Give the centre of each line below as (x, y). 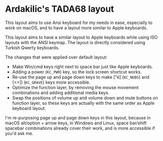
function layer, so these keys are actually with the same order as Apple (83, 103)
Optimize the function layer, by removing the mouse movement (75, 87)
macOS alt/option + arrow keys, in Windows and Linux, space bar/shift (76, 123)
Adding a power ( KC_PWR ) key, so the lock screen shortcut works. (77, 71)
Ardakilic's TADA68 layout (60, 9)
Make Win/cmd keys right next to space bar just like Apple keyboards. (82, 67)
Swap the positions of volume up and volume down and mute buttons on (85, 98)
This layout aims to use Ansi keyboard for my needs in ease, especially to (79, 23)
